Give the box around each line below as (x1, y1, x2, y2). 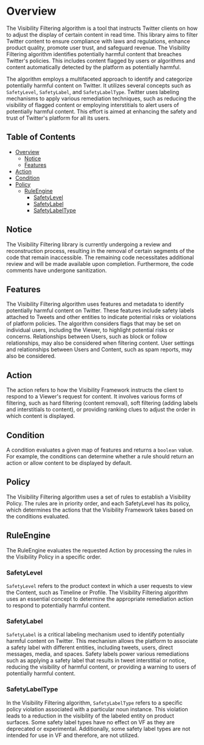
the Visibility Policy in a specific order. (6, 553, 102, 560)
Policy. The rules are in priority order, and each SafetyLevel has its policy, (6, 499, 191, 507)
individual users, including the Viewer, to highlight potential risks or (6, 326, 175, 334)
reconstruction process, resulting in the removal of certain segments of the (6, 247, 195, 254)
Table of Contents (6, 132, 76, 142)
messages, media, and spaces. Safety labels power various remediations (6, 650, 189, 658)
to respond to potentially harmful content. (6, 601, 111, 609)
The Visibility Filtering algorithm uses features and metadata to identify (6, 301, 185, 308)
